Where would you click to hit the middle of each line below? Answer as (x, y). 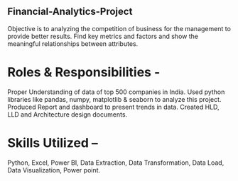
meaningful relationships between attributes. (73, 43)
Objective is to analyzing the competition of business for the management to (119, 28)
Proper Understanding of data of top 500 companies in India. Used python (116, 92)
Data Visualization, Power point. (54, 170)
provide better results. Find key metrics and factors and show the (103, 36)
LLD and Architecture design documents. (67, 114)
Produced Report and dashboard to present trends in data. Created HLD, (113, 107)
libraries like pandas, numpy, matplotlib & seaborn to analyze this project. (114, 99)
